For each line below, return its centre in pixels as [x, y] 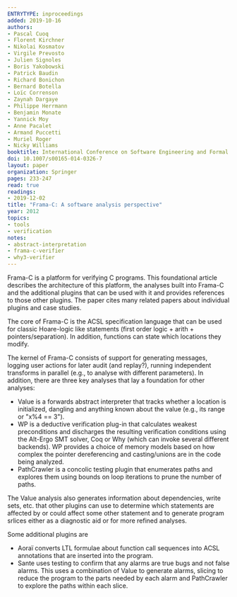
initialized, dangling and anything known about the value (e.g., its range [121, 409]
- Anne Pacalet [30, 126]
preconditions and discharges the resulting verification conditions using [122, 432]
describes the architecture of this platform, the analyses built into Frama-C [116, 285]
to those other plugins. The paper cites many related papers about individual [119, 300]
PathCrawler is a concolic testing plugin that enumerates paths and [115, 469]
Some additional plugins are [48, 534]
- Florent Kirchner [36, 40]
